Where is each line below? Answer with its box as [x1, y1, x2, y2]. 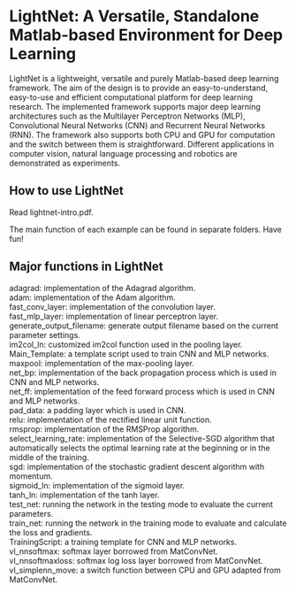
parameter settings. [9, 329, 81, 340]
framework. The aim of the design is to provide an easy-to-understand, [9, 82, 269, 93]
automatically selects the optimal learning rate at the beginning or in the [9, 442, 271, 453]
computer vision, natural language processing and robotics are [9, 148, 238, 158]
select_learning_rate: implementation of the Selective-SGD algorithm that [9, 433, 276, 443]
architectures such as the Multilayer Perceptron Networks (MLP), [9, 111, 246, 121]
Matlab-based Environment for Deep [9, 25, 284, 45]
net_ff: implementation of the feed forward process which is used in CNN [9, 386, 276, 396]
